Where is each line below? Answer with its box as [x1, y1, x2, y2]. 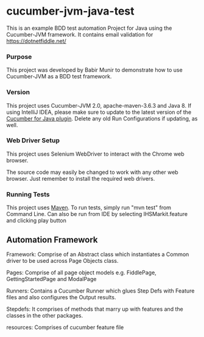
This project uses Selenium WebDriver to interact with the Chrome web [6, 150, 185, 158]
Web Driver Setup [6, 136, 60, 145]
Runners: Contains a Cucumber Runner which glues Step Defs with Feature [6, 287, 195, 294]
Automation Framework [6, 234, 99, 245]
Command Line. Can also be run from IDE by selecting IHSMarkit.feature [6, 210, 188, 218]
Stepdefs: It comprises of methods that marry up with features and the [6, 305, 184, 313]
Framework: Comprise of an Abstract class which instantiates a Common [6, 251, 189, 258]
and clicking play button [6, 217, 67, 224]
